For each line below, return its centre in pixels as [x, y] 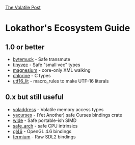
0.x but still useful [34, 97]
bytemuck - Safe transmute [41, 59]
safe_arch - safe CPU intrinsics [45, 126]
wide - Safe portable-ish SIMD [45, 120]
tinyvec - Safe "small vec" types [46, 65]
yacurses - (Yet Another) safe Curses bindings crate [67, 115]
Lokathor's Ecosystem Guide [68, 28]
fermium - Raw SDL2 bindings [44, 137]
